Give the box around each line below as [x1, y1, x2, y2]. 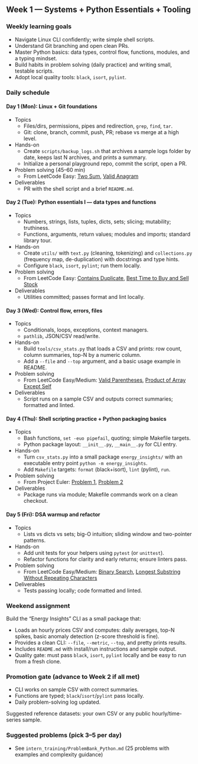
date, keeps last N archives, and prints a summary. [23, 154, 147, 161]
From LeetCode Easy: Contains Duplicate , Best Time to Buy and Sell [23, 275, 189, 282]
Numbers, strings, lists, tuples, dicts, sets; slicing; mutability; [23, 218, 171, 225]
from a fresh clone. [14, 658, 61, 665]
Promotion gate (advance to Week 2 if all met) [6, 672, 140, 681]
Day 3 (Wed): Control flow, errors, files [6, 307, 103, 314]
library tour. [23, 237, 52, 244]
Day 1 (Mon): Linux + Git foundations [6, 103, 98, 110]
